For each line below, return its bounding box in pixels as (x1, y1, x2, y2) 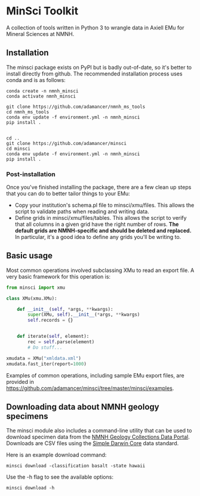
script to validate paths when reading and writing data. (14, 208, 149, 215)
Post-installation (6, 170, 56, 178)
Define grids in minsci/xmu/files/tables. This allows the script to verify (14, 214, 187, 222)
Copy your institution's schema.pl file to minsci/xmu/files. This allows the (14, 202, 195, 209)
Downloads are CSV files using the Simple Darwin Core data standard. (6, 440, 179, 447)
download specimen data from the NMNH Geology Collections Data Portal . (6, 433, 190, 441)
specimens (6, 412, 49, 421)
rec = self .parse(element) (27, 339, 95, 345)
